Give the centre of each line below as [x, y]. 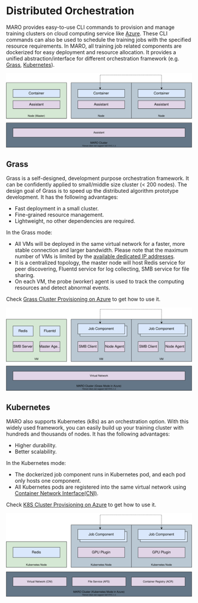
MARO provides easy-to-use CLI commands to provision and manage [90, 27]
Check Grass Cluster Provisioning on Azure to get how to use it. [83, 299]
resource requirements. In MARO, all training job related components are [94, 46]
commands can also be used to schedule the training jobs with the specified [99, 39]
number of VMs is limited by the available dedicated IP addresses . [95, 256]
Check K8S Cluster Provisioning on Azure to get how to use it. [81, 505]
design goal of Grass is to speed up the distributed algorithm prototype [92, 191]
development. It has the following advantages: [62, 197]
